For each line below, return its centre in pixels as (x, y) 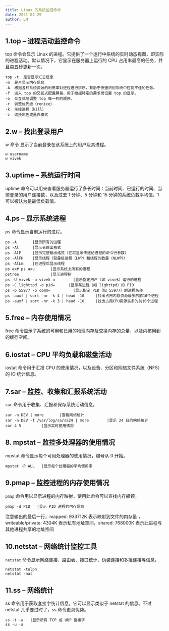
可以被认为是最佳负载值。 (32, 201)
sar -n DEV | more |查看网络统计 (45, 415)
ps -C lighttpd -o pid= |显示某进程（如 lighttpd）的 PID (70, 285)
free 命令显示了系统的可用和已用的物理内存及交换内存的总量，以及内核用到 (83, 331)
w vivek (13, 159)
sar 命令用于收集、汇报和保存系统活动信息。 (51, 405)
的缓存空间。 (18, 337)
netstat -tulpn (21, 569)
